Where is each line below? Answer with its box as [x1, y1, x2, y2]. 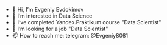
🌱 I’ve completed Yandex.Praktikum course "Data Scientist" [12, 19, 162, 26]
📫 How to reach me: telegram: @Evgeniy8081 [12, 32, 129, 39]
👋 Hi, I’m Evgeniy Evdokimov [12, 6, 84, 13]
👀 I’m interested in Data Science [12, 12, 93, 19]
